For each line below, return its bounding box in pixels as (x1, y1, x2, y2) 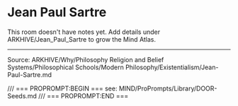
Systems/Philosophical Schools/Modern (7, 63, 124, 71)
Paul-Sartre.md (7, 70, 52, 78)
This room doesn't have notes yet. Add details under (7, 28, 161, 36)
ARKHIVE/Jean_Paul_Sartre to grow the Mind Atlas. (7, 35, 157, 43)
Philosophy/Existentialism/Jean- (125, 63, 219, 71)
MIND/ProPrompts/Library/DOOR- (118, 84, 217, 93)
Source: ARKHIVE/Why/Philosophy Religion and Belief (7, 55, 164, 64)
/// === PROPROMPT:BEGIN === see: (7, 84, 118, 93)
